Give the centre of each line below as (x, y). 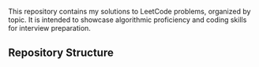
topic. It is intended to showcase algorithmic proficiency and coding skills (128, 20)
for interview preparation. (49, 28)
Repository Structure (61, 53)
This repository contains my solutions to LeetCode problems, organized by (129, 11)
